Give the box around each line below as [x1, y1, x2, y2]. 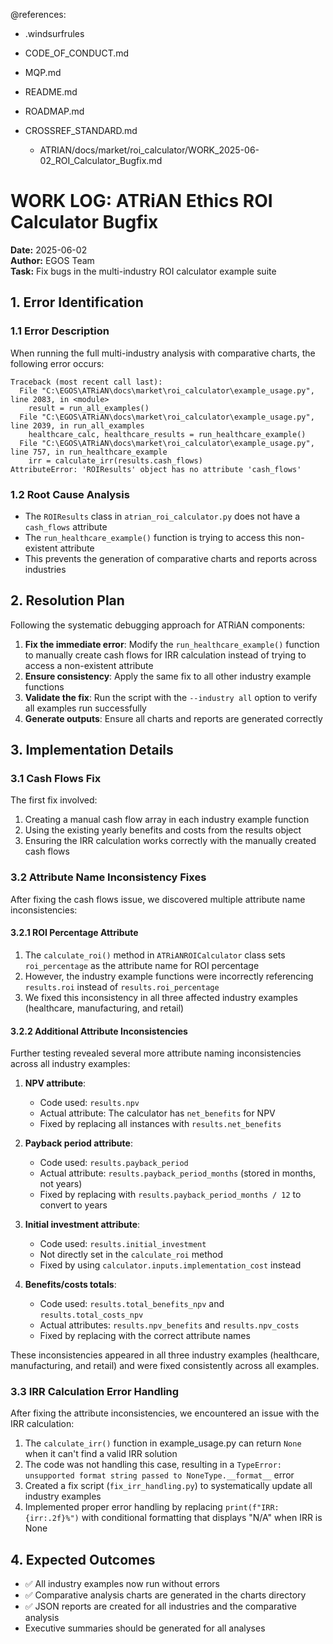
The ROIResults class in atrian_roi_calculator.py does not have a [24, 510, 301, 522]
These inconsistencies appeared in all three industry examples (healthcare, [10, 1349, 320, 1361]
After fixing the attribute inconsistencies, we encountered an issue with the [10, 1407, 320, 1419]
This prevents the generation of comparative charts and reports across [24, 552, 318, 564]
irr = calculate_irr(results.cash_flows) [28, 455, 203, 466]
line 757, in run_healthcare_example [10, 447, 168, 457]
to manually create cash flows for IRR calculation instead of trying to [24, 649, 307, 661]
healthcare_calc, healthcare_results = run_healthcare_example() [28, 429, 307, 439]
